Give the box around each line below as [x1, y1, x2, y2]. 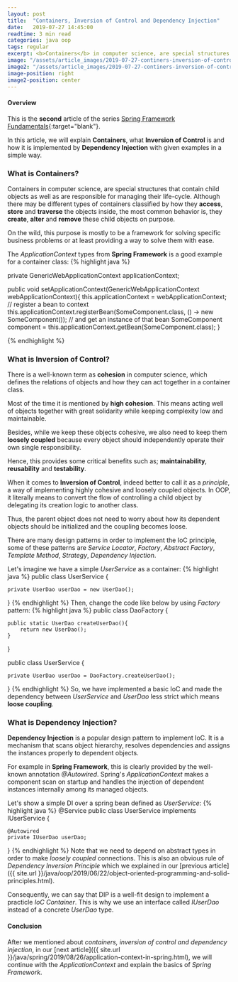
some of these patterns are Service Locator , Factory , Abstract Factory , [7, 544, 215, 552]
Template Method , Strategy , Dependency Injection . [7, 551, 157, 560]
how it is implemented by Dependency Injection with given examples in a [7, 143, 222, 151]
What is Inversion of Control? [7, 354, 110, 364]
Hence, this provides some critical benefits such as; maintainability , [7, 457, 208, 465]
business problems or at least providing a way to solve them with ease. [7, 236, 215, 244]
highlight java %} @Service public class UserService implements [7, 806, 197, 815]
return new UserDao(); [20, 626, 87, 633]
